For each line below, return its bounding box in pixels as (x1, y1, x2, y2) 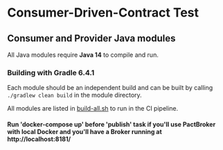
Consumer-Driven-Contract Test (7, 5, 199, 21)
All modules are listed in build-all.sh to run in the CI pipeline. (7, 104, 179, 113)
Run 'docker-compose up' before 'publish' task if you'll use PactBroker (7, 120, 216, 129)
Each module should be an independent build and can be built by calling (7, 84, 213, 92)
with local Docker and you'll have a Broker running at (7, 127, 163, 135)
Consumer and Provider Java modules (7, 32, 176, 44)
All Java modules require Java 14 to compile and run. (7, 50, 159, 59)
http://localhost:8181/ (7, 135, 71, 143)
